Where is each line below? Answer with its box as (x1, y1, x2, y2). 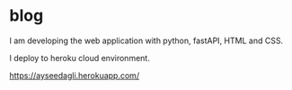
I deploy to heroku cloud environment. (9, 52, 150, 63)
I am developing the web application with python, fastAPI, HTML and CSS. (9, 35, 284, 46)
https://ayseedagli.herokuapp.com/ (9, 69, 140, 81)
